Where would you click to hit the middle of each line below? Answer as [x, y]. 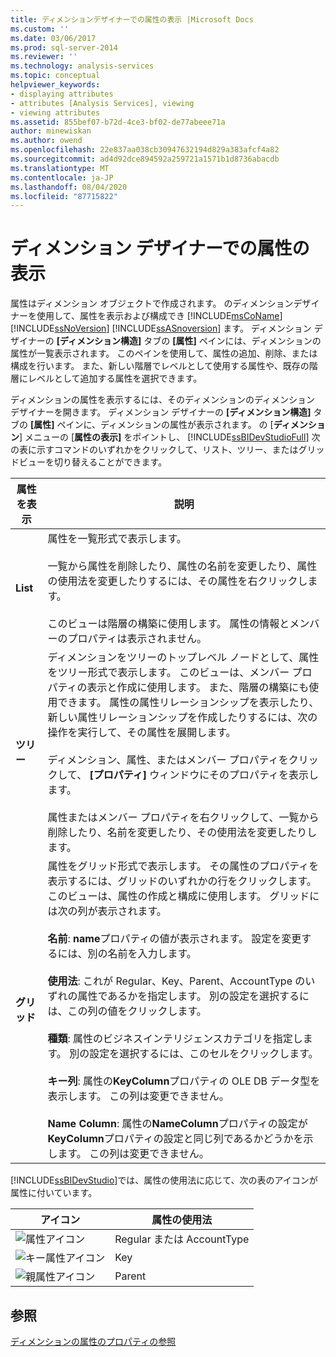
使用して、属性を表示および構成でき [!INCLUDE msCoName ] [159, 316]
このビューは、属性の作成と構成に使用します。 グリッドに [183, 896]
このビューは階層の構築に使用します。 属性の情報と [168, 624]
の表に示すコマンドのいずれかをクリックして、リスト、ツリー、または [154, 450]
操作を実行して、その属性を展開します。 [142, 733]
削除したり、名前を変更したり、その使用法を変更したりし [182, 833]
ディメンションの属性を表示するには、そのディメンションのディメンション [163, 400]
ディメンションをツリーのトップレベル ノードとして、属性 [183, 658]
